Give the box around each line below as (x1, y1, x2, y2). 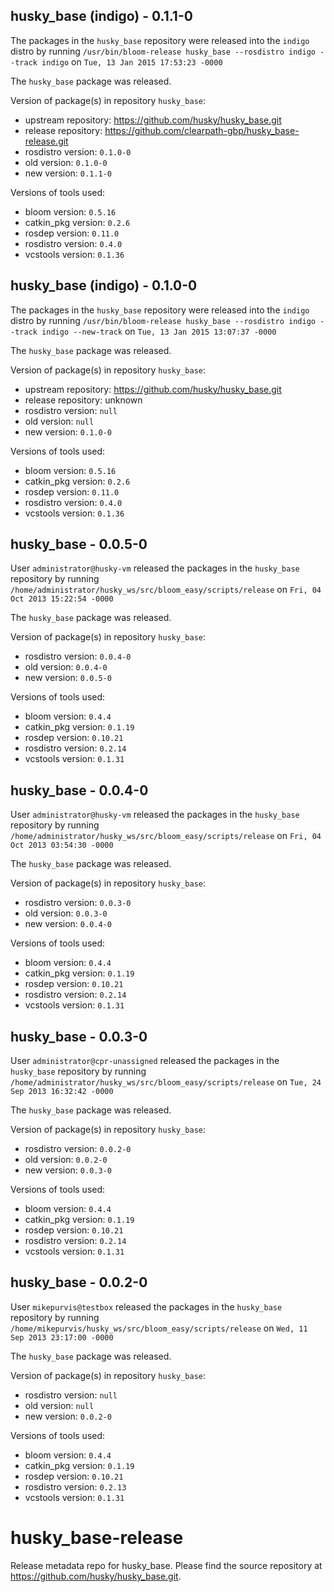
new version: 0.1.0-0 (24, 425, 112, 438)
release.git (24, 135, 69, 147)
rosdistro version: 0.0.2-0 (24, 1143, 132, 1155)
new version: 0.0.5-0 (24, 672, 112, 684)
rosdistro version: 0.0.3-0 (24, 897, 132, 909)
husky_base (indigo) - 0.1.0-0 (10, 277, 198, 294)
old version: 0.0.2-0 (24, 1154, 108, 1166)
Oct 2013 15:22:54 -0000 (10, 594, 114, 604)
